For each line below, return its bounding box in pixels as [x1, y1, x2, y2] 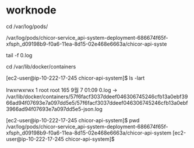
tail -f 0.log [6, 51, 33, 58]
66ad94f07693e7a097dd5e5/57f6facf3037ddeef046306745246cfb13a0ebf [6, 99, 188, 106]
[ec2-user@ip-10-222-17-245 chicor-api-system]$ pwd [6, 116, 140, 123]
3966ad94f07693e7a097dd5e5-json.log [6, 105, 103, 112]
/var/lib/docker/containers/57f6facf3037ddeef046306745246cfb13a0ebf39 [6, 93, 188, 100]
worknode [6, 4, 57, 17]
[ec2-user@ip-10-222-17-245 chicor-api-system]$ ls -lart [6, 74, 145, 81]
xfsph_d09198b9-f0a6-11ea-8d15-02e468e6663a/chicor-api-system [6, 129, 172, 136]
